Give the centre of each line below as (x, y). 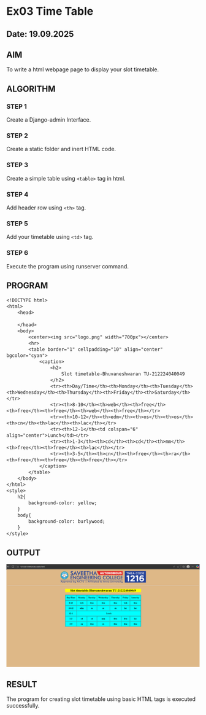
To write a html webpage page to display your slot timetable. (83, 69)
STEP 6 (17, 253)
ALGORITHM (31, 89)
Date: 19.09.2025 (40, 34)
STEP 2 (17, 135)
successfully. (23, 706)
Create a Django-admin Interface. (49, 120)
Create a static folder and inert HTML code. (61, 149)
